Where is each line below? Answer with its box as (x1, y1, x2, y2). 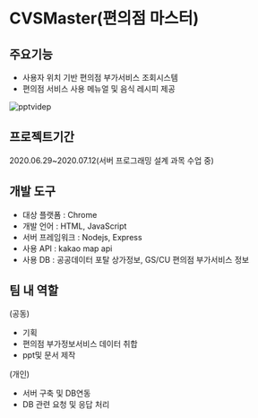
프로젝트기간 (9, 129, 74, 144)
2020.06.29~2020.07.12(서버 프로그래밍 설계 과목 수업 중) (9, 154, 215, 166)
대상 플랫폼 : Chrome (21, 209, 98, 220)
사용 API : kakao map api (21, 243, 113, 254)
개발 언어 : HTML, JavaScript (21, 221, 127, 231)
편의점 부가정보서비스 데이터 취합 (21, 338, 138, 350)
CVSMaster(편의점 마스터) (9, 8, 200, 29)
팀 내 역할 (9, 283, 59, 299)
